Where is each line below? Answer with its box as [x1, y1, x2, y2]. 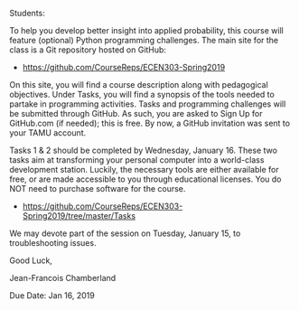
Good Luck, [9, 255, 52, 266]
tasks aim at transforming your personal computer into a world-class [9, 155, 265, 165]
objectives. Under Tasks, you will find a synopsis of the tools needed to [9, 89, 276, 99]
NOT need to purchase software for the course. [9, 183, 186, 193]
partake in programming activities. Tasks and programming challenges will [9, 99, 286, 109]
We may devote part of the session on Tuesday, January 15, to [9, 228, 241, 239]
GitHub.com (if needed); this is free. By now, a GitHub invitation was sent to [9, 117, 291, 128]
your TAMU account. [9, 127, 87, 138]
